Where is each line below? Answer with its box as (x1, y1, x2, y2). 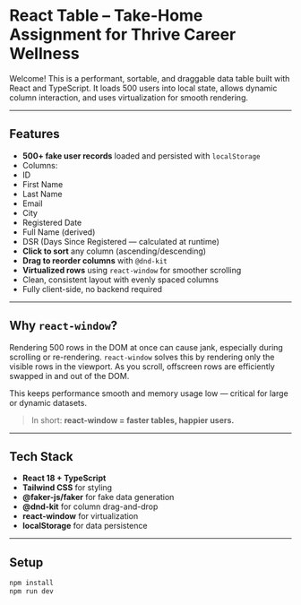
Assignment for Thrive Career (9, 24, 236, 45)
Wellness (9, 44, 80, 64)
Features (9, 126, 60, 142)
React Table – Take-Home (9, 5, 203, 26)
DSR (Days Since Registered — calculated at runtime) (21, 236, 219, 246)
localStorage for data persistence (21, 521, 148, 532)
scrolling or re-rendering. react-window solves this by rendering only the (9, 351, 275, 362)
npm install (9, 579, 54, 588)
